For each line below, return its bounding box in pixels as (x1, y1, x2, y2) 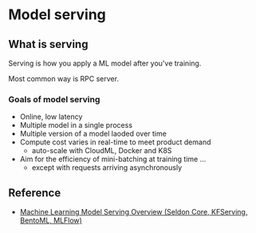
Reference (8, 186, 61, 199)
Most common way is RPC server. (8, 74, 120, 83)
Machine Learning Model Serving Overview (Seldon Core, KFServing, (19, 207, 248, 217)
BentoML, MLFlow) (19, 215, 82, 225)
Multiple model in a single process (19, 120, 133, 130)
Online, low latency (19, 112, 83, 121)
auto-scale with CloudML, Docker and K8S (31, 146, 172, 156)
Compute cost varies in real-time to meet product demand (19, 137, 211, 147)
